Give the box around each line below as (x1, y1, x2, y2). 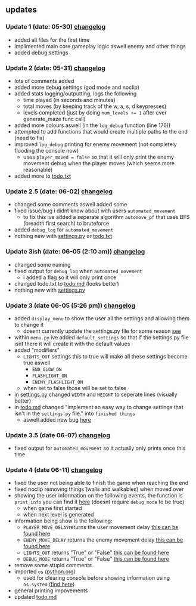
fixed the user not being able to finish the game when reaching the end (14, 480, 189, 487)
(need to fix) (14, 134, 45, 141)
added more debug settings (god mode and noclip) (14, 84, 140, 91)
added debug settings (14, 49, 69, 56)
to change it (14, 321, 44, 328)
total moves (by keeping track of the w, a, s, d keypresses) (23, 103, 167, 110)
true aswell (23, 359, 51, 366)
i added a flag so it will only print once (23, 274, 117, 281)
